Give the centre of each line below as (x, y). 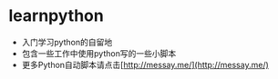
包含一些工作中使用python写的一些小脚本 (99, 53)
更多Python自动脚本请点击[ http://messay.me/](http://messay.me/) (145, 64)
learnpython (56, 16)
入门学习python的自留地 (67, 42)
